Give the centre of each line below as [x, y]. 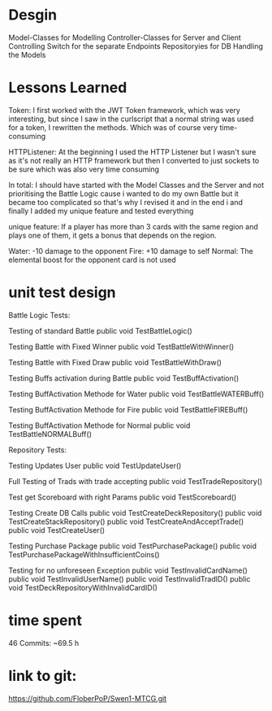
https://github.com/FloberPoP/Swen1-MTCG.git [88, 698]
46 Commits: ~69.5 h [44, 643]
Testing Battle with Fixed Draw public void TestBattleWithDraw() [115, 362]
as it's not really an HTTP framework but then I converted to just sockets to [134, 160]
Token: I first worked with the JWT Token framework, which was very [125, 110]
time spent [45, 621]
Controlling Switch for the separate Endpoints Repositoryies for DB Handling [136, 46]
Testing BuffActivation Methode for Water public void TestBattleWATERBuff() [136, 394]
